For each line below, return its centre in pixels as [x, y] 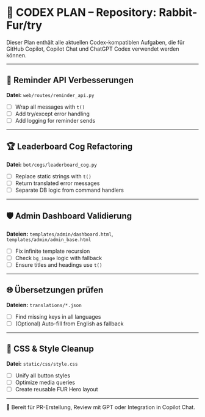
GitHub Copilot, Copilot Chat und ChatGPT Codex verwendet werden [93, 49]
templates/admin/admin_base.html [49, 240]
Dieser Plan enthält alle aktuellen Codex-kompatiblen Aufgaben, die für [95, 42]
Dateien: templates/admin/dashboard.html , [60, 234]
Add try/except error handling [52, 114]
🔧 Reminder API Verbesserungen [70, 80]
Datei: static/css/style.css [42, 363]
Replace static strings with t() [53, 176]
